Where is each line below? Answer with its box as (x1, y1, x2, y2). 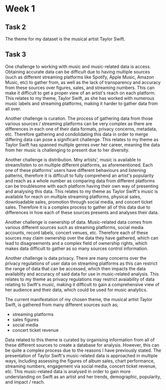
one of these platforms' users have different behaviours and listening (5, 167, 146, 173)
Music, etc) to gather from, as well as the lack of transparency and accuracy (5, 79, 161, 85)
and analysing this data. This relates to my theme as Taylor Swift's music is (5, 188, 158, 194)
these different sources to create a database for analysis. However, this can (5, 342, 160, 348)
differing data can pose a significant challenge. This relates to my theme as (5, 136, 159, 142)
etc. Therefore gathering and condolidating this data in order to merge (5, 131, 149, 137)
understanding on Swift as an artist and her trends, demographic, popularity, (5, 374, 162, 380)
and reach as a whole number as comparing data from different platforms (5, 177, 155, 184)
